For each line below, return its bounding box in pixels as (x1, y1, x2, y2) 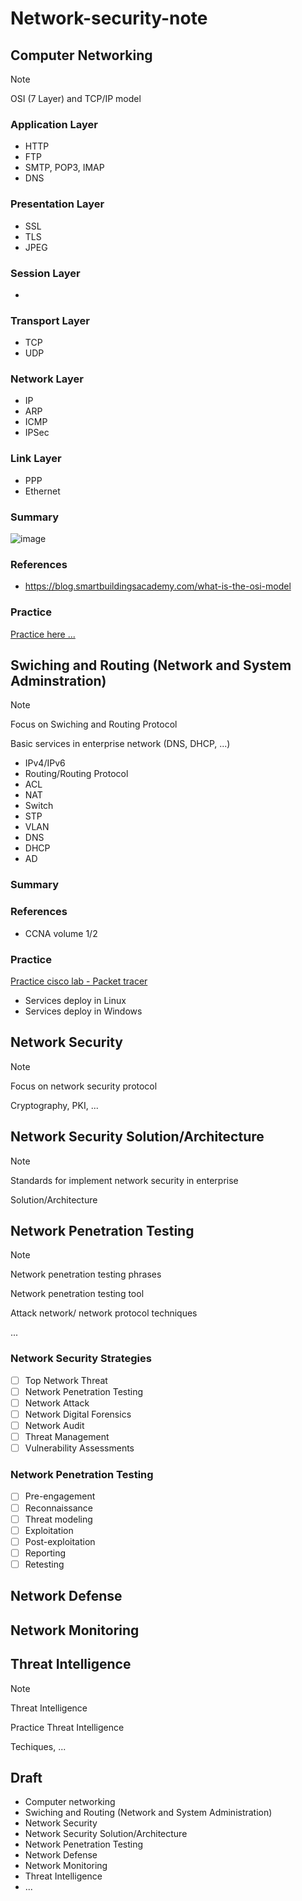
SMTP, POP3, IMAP (24, 162, 105, 174)
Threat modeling (24, 1513, 93, 1525)
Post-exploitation (24, 1535, 96, 1547)
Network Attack (24, 1397, 90, 1409)
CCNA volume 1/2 (24, 927, 98, 939)
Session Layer (10, 266, 81, 280)
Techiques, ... (10, 1740, 67, 1752)
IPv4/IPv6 (24, 757, 66, 769)
